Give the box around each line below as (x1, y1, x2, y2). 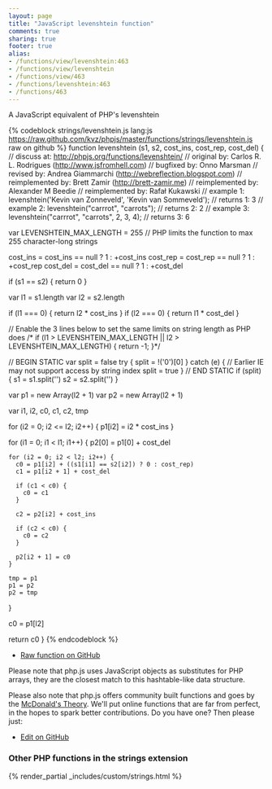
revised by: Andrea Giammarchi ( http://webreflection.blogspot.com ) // (8, 169, 243, 179)
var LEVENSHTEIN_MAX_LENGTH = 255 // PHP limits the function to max (8, 228, 253, 238)
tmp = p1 (8, 575, 38, 583)
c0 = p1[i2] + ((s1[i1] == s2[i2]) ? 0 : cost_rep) (15, 461, 195, 469)
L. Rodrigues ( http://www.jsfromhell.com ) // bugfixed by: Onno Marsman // (8, 160, 258, 170)
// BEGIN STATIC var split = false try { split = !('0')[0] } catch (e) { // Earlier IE (8, 357, 264, 367)
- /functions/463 (8, 87, 67, 96)
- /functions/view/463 (8, 72, 85, 81)
